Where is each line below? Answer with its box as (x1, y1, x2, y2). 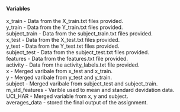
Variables (6, 5, 31, 12)
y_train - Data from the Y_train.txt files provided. (6, 24, 123, 31)
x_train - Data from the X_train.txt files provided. (6, 18, 124, 24)
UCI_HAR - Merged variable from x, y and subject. (6, 93, 128, 100)
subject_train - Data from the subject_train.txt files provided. (6, 30, 153, 37)
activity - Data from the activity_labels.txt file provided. (6, 61, 140, 68)
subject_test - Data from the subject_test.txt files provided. (6, 49, 149, 55)
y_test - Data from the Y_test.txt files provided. (6, 42, 120, 50)
